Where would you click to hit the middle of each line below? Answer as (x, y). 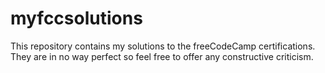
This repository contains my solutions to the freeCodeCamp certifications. (163, 46)
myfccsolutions (76, 18)
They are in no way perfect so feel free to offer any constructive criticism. (162, 56)
